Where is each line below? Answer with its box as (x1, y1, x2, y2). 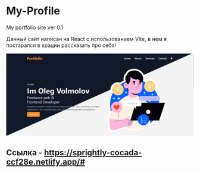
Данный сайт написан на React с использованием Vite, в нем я (6, 35, 167, 42)
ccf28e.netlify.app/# (6, 156, 85, 167)
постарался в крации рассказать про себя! (6, 42, 116, 49)
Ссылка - (6, 147, 43, 158)
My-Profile (6, 4, 61, 18)
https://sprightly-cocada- (43, 147, 142, 158)
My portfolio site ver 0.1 (6, 24, 64, 31)
